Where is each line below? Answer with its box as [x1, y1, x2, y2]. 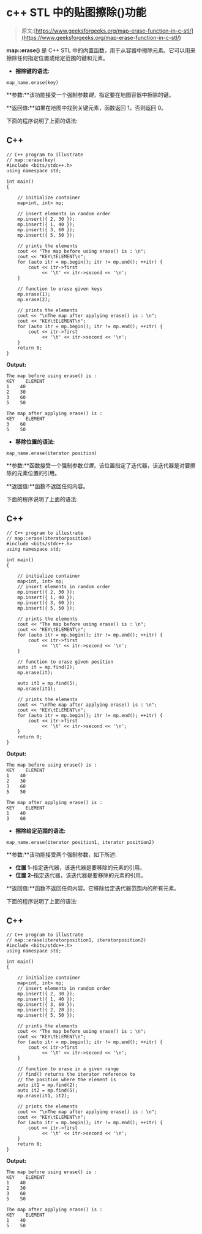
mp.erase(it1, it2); [17, 1093, 70, 1099]
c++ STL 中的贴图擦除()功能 [6, 6, 147, 20]
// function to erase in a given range [17, 1066, 119, 1072]
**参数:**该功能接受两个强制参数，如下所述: [6, 851, 118, 858]
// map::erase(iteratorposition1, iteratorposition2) [6, 937, 147, 943]
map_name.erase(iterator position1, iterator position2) [6, 839, 155, 845]
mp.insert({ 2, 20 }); [17, 1007, 75, 1013]
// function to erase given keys [17, 286, 103, 292]
